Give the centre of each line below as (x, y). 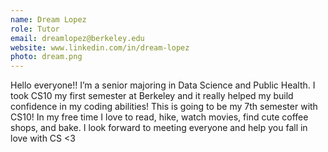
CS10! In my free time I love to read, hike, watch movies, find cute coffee (159, 117)
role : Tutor (35, 29)
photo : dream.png (46, 57)
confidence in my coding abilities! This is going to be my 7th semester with (164, 107)
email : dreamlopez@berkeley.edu (77, 38)
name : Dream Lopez (48, 19)
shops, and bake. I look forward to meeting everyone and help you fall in (159, 128)
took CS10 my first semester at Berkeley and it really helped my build (152, 96)
